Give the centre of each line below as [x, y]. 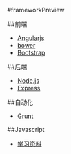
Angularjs [31, 38]
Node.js [28, 81]
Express [29, 88]
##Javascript [26, 129]
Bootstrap [31, 52]
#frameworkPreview [36, 10]
